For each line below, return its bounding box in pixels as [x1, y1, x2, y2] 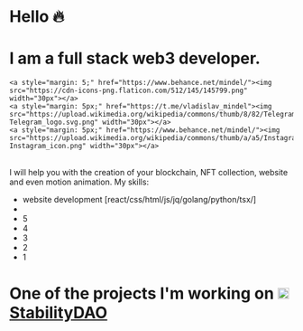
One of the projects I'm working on [9, 283, 275, 304]
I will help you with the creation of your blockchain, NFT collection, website [9, 167, 289, 178]
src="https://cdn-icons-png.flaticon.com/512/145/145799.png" [9, 86, 248, 96]
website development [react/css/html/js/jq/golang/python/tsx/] [22, 194, 257, 205]
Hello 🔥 [9, 6, 65, 27]
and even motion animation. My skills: [9, 176, 150, 187]
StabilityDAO [9, 303, 108, 323]
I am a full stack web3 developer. [9, 48, 262, 69]
